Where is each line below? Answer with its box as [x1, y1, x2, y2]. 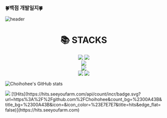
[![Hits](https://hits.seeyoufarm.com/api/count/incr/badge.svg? [11, 91, 141, 97]
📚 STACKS [60, 34, 107, 46]
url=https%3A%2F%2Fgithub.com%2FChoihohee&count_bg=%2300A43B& [5, 96, 162, 102]
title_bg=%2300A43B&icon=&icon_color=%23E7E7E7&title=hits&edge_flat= [5, 101, 161, 108]
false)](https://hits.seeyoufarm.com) [5, 107, 80, 113]
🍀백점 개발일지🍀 [5, 4, 43, 11]
